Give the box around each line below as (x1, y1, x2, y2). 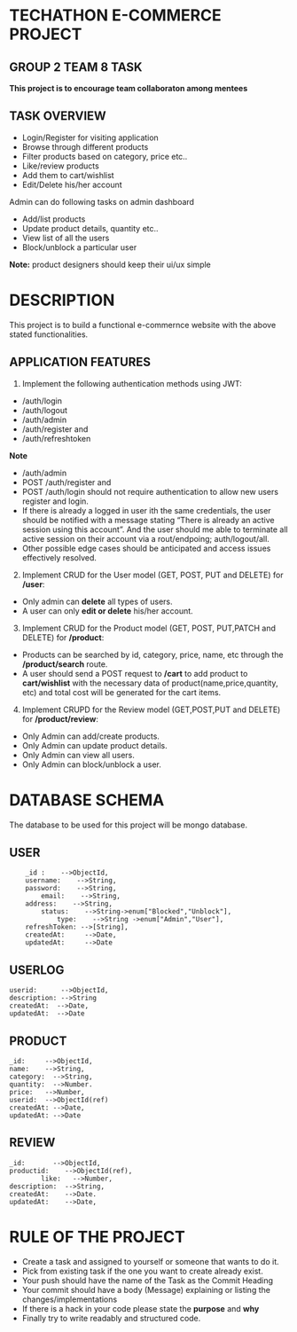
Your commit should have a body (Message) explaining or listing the (21, 1284, 270, 1295)
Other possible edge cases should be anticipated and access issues (21, 543, 271, 553)
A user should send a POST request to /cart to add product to (21, 668, 248, 678)
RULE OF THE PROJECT (9, 1226, 186, 1247)
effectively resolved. (21, 552, 98, 563)
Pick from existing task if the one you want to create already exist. (21, 1265, 263, 1276)
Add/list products (21, 214, 86, 224)
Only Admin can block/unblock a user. (21, 759, 162, 770)
